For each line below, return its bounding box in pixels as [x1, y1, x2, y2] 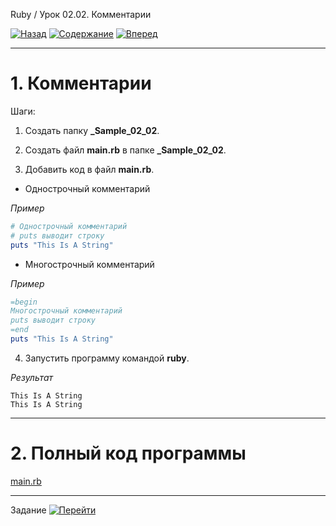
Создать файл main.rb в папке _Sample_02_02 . [24, 144, 227, 156]
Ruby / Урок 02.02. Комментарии [10, 9, 152, 20]
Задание [10, 504, 47, 516]
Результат [10, 371, 54, 383]
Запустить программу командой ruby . [24, 352, 190, 364]
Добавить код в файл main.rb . [24, 163, 155, 175]
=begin [10, 297, 38, 307]
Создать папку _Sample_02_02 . [24, 124, 160, 136]
